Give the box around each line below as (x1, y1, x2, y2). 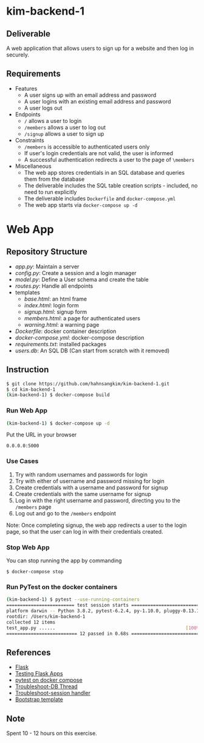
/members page (15, 503, 52, 511)
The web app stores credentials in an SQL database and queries (24, 169, 185, 176)
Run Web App (6, 406, 47, 415)
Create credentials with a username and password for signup (15, 484, 168, 491)
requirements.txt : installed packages (15, 340, 107, 347)
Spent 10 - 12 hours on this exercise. (6, 730, 97, 737)
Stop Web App (6, 543, 50, 551)
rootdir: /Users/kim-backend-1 (6, 613, 86, 619)
